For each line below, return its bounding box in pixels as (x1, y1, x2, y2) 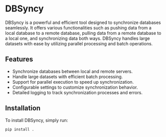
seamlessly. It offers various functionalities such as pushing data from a (5, 24, 152, 30)
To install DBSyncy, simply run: (5, 117, 68, 123)
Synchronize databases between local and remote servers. (12, 68, 133, 74)
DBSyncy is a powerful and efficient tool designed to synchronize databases (5, 19, 161, 25)
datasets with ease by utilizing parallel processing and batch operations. (5, 40, 153, 46)
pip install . (5, 127, 35, 132)
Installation (5, 104, 41, 113)
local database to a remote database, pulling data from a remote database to (5, 30, 162, 36)
